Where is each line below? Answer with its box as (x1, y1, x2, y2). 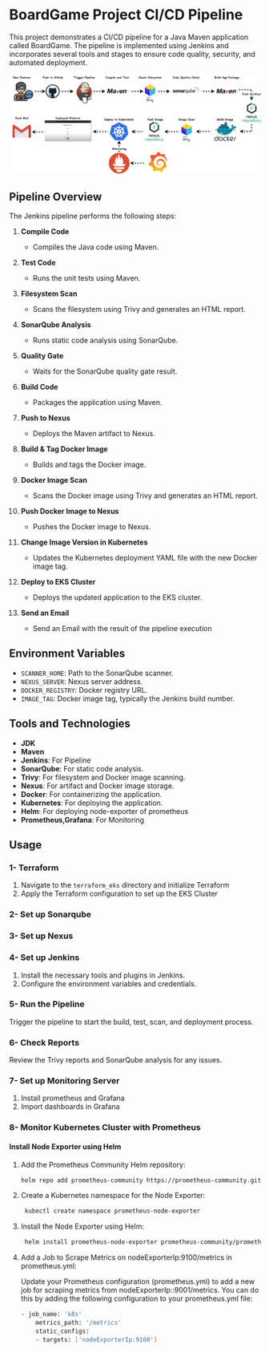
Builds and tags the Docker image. (32, 459, 147, 470)
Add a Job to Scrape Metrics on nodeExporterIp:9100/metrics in (20, 1253, 233, 1262)
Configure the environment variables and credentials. (20, 978, 197, 988)
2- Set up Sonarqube (9, 909, 91, 920)
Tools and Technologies (9, 717, 131, 731)
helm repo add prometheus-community (20, 1176, 143, 1184)
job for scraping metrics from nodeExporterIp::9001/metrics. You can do (20, 1285, 259, 1295)
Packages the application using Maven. (32, 398, 163, 407)
